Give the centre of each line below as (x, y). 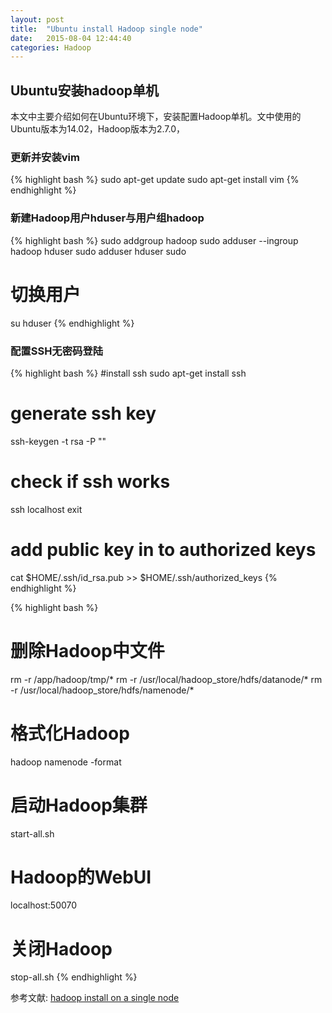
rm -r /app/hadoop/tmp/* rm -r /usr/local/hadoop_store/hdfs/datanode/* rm (166, 679)
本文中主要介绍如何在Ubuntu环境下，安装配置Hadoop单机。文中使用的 (156, 117)
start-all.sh (32, 833)
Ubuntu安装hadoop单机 (85, 90)
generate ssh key (83, 413)
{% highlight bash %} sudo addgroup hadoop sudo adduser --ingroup (154, 240)
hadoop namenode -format (66, 762)
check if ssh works (90, 482)
